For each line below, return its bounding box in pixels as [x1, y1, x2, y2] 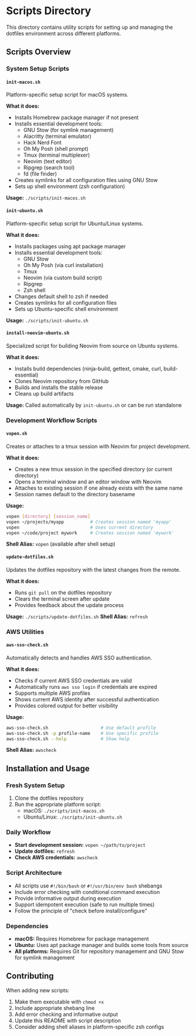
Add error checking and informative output [14, 1011, 119, 1018]
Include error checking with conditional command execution [14, 888, 160, 895]
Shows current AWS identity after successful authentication [14, 695, 160, 702]
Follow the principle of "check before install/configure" [14, 907, 148, 914]
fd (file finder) [23, 170, 57, 177]
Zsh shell [23, 286, 46, 293]
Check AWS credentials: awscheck [14, 854, 98, 861]
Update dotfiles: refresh [14, 847, 75, 855]
